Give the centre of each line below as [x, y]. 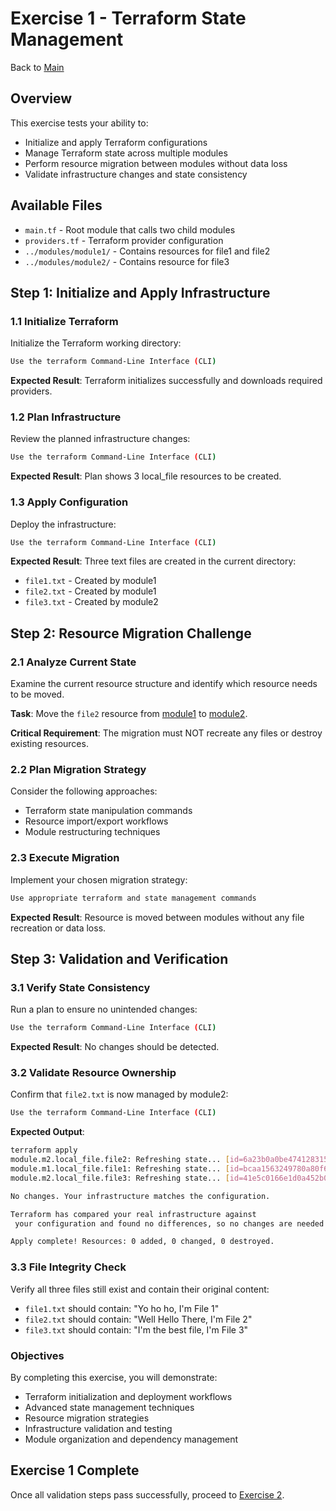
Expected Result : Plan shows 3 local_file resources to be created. [146, 476]
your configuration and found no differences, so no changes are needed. [171, 1223]
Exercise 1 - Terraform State [128, 18]
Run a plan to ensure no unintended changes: [104, 1009]
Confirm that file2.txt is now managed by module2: [119, 1094]
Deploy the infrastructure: [63, 524]
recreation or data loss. [58, 928]
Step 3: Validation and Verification [119, 959]
